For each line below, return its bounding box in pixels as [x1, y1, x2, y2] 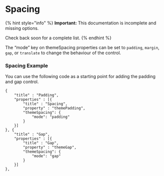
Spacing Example [5, 62, 48, 69]
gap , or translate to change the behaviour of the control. [5, 50, 121, 56]
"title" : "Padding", [14, 93, 59, 98]
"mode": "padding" [31, 114, 70, 120]
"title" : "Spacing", [23, 101, 68, 106]
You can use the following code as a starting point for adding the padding [5, 74, 156, 80]
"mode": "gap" [31, 154, 61, 159]
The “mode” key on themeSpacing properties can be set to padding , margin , [5, 44, 160, 50]
